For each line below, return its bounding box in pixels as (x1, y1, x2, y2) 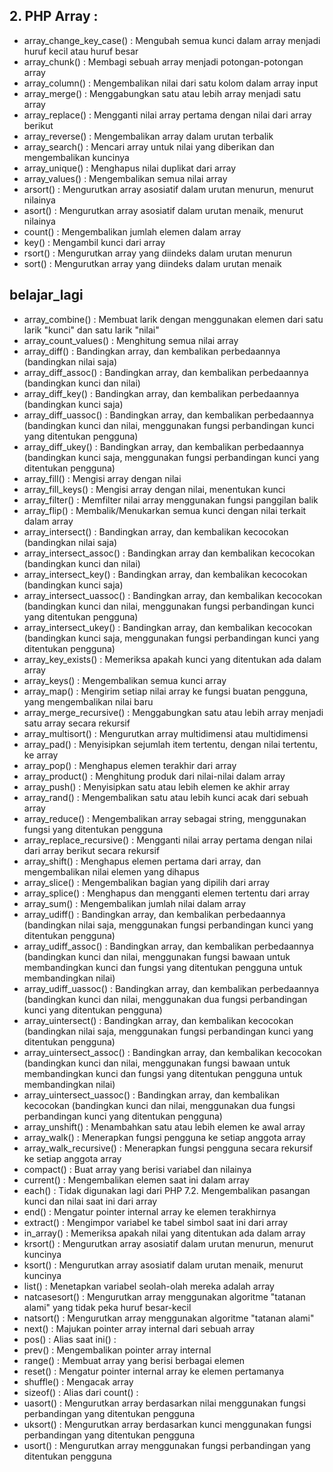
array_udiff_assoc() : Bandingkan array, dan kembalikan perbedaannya (23, 940, 314, 952)
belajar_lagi (9, 287, 84, 304)
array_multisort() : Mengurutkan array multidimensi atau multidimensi (23, 727, 309, 739)
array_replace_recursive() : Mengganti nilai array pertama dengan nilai (23, 834, 313, 846)
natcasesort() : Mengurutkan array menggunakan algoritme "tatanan (23, 1290, 306, 1303)
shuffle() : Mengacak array (23, 1375, 134, 1388)
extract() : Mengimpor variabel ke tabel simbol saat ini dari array (23, 1216, 289, 1228)
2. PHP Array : (9, 8, 99, 25)
